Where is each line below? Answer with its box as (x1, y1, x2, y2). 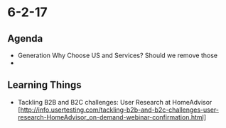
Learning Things (7, 79, 82, 91)
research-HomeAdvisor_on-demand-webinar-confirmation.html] (17, 112, 207, 121)
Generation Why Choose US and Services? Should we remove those (17, 51, 218, 59)
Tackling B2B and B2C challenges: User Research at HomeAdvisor (17, 98, 212, 106)
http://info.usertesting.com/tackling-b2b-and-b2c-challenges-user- (20, 105, 219, 114)
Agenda (7, 33, 43, 45)
